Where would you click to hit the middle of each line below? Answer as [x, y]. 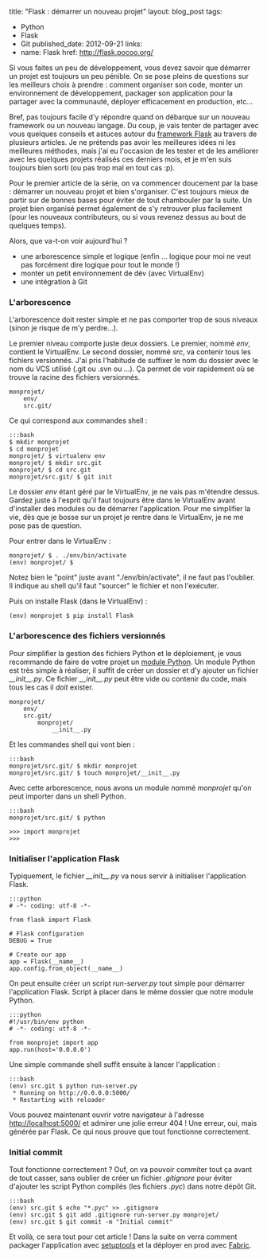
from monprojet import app [54, 1042]
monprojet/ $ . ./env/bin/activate [68, 556]
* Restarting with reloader [59, 1100]
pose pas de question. [46, 525]
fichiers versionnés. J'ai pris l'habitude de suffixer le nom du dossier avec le [134, 361]
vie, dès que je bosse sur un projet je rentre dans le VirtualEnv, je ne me [127, 518]
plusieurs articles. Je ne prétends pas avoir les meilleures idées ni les [123, 142]
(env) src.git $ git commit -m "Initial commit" [91, 1222]
